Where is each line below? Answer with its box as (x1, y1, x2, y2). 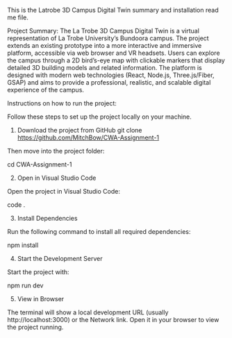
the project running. (7, 323, 64, 331)
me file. (7, 13, 29, 22)
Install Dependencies (17, 214, 78, 222)
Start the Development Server (17, 255, 103, 262)
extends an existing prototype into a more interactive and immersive (7, 42, 202, 49)
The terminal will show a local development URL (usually (7, 308, 169, 316)
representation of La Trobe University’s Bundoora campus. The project (7, 34, 210, 42)
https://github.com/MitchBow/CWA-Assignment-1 (17, 133, 160, 142)
